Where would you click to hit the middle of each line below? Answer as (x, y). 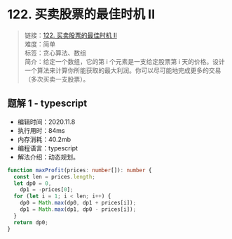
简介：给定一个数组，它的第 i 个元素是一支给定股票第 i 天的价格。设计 (125, 61)
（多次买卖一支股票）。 (57, 79)
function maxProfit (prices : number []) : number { (80, 170)
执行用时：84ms (41, 130)
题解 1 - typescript (47, 104)
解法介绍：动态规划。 (48, 157)
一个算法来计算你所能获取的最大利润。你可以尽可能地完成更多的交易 (123, 70)
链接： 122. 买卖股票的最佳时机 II (70, 35)
